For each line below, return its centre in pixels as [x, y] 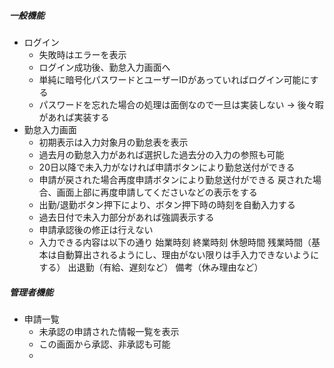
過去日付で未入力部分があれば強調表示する [126, 217]
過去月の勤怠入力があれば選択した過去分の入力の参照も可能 [161, 154]
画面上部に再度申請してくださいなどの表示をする [157, 192]
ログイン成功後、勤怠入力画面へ [104, 67]
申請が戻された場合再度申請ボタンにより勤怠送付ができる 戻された [175, 179]
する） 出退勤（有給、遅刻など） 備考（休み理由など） [151, 267]
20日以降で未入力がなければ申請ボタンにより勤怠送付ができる [167, 167]
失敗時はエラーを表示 [82, 54]
